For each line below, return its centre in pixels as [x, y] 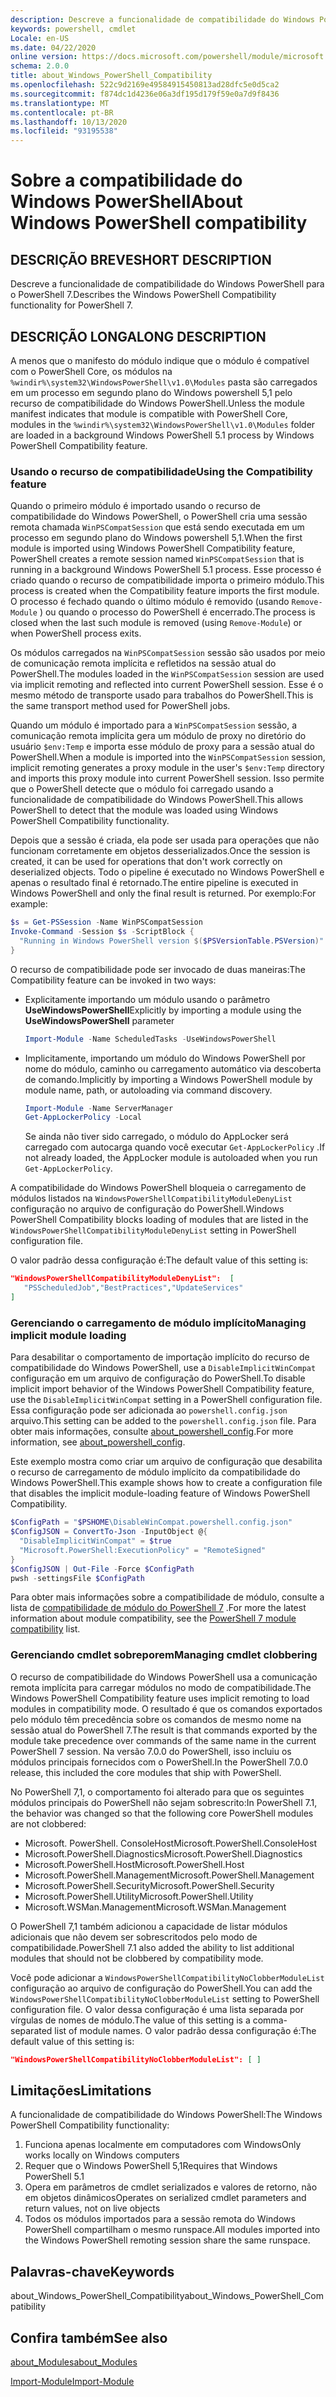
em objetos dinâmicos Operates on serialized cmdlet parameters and [165, 2198]
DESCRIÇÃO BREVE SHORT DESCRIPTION [141, 259]
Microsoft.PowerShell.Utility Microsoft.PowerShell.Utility [139, 1896]
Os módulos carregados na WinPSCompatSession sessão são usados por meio [168, 653]
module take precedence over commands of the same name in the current [163, 1740]
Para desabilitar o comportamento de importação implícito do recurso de [160, 1357]
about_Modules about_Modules [74, 2362]
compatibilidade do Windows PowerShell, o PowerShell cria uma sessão [159, 517]
